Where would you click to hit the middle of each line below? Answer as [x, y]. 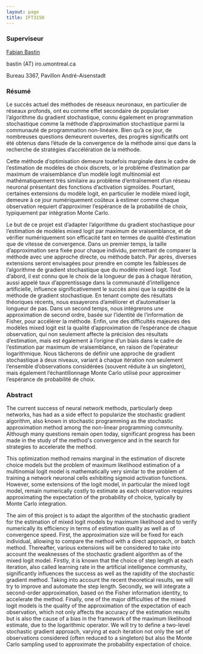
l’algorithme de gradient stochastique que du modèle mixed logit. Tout [94, 270]
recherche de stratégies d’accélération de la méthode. [74, 150]
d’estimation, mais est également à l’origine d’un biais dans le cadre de [95, 341]
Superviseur [25, 39]
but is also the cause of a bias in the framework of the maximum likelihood [99, 619]
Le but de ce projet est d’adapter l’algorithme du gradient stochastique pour [101, 224]
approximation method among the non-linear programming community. [95, 428]
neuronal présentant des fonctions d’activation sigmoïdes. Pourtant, [91, 187]
